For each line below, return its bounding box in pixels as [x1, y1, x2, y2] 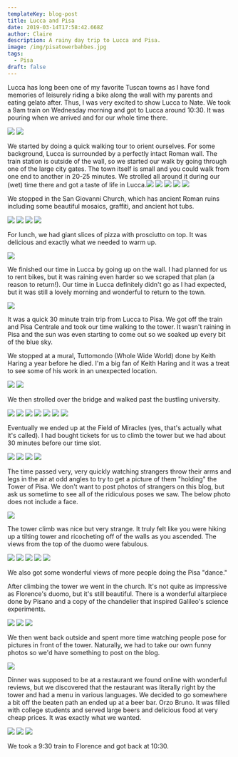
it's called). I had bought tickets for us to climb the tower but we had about [7, 431, 226, 439]
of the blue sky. [7, 338, 53, 346]
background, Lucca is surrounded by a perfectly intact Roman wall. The [7, 149, 217, 157]
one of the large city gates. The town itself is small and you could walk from [7, 165, 229, 173]
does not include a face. [7, 497, 78, 506]
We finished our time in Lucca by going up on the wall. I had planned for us [7, 265, 227, 273]
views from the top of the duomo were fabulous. [7, 539, 150, 548]
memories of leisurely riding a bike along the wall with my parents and [7, 90, 213, 99]
